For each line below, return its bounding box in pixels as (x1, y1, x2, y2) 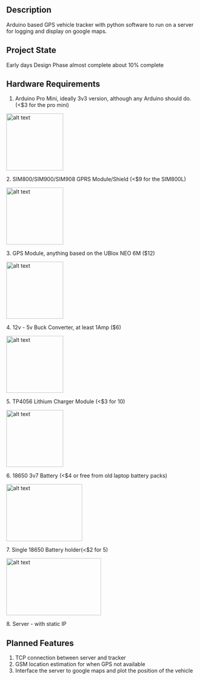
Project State (6, 45, 56, 55)
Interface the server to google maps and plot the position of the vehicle (15, 667, 193, 675)
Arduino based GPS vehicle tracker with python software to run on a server (6, 21, 194, 28)
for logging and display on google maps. (6, 27, 107, 35)
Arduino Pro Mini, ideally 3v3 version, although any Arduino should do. (15, 95, 192, 102)
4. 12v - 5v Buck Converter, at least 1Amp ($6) (6, 324, 121, 331)
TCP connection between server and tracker (15, 654, 126, 662)
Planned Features (6, 638, 75, 648)
